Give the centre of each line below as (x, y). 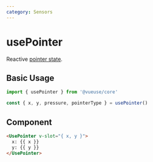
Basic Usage (30, 78)
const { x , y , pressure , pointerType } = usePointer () (77, 103)
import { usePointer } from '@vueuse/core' (62, 92)
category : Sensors (29, 12)
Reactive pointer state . (34, 59)
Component (29, 122)
